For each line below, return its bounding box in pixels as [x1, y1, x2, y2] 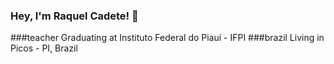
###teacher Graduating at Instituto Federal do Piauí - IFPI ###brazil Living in [10, 32, 325, 44]
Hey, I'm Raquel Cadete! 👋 [10, 9, 139, 23]
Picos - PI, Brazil [10, 42, 78, 54]
